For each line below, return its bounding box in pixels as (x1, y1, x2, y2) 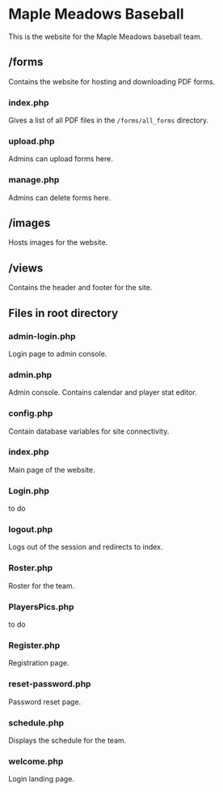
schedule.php (8, 717, 65, 728)
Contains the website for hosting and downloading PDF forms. (8, 76, 216, 86)
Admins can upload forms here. (8, 154, 113, 164)
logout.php (8, 524, 53, 535)
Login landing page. (8, 774, 75, 784)
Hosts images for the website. (8, 238, 108, 247)
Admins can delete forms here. (8, 192, 111, 203)
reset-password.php (8, 679, 91, 690)
